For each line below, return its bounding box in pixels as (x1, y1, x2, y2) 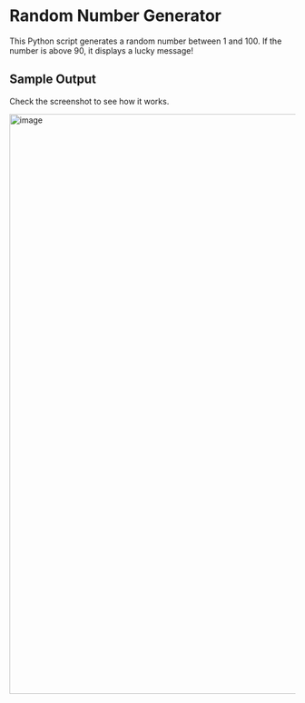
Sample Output (9, 72, 97, 87)
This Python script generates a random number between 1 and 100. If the (9, 35, 282, 46)
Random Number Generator (9, 5, 222, 26)
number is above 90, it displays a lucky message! (9, 45, 193, 55)
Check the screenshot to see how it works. (9, 95, 170, 106)
